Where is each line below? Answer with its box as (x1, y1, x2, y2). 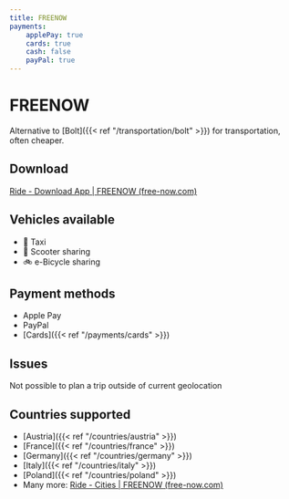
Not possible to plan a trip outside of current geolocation (9, 380, 222, 391)
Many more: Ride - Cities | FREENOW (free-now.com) (22, 480, 223, 490)
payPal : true (26, 56, 76, 65)
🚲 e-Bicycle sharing (22, 256, 101, 267)
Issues (9, 356, 48, 371)
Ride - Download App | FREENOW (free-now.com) (9, 185, 198, 196)
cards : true (26, 38, 71, 48)
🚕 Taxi (22, 236, 46, 247)
